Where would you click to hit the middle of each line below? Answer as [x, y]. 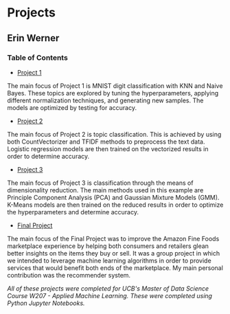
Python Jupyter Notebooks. [46, 303]
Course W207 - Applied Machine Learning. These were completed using [110, 295]
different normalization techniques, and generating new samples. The [105, 100]
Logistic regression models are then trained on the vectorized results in [108, 148]
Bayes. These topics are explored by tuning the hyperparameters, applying [113, 93]
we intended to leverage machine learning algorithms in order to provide [109, 260]
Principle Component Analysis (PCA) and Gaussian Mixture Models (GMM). [113, 197]
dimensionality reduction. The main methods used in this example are [105, 190]
